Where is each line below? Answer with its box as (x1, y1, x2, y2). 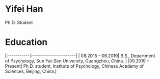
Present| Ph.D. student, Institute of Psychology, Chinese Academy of (5, 63, 144, 69)
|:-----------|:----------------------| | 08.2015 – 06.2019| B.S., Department (5, 53, 156, 59)
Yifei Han (5, 3, 43, 15)
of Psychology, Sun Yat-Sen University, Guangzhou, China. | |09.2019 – (5, 58, 149, 64)
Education (5, 37, 48, 48)
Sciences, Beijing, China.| (5, 68, 57, 74)
